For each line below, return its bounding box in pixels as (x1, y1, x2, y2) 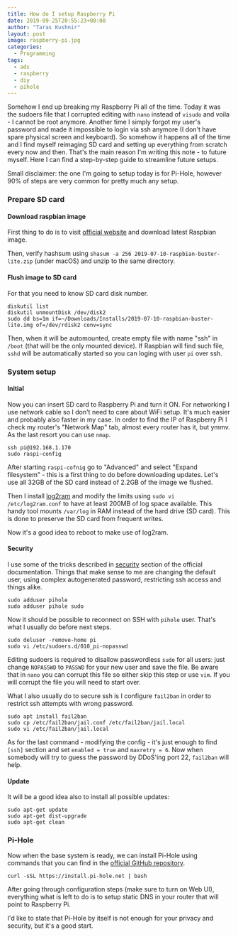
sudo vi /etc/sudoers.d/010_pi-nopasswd (7, 643, 129, 650)
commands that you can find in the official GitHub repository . (7, 859, 186, 867)
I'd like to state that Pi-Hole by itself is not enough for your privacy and (7, 914, 214, 923)
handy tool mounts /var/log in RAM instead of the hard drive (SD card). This (7, 506, 230, 515)
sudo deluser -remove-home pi (7, 636, 97, 643)
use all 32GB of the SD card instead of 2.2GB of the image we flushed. (7, 478, 213, 486)
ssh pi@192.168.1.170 (7, 444, 72, 451)
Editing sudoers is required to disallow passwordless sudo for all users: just (7, 655, 225, 663)
